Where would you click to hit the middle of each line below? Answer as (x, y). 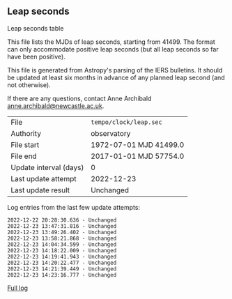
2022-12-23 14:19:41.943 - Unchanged (62, 256)
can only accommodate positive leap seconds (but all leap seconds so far (113, 49)
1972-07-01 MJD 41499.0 (137, 144)
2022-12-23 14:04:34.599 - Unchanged (62, 244)
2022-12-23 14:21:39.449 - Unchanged (62, 269)
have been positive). (37, 56)
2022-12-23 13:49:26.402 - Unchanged (62, 232)
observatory (110, 133)
